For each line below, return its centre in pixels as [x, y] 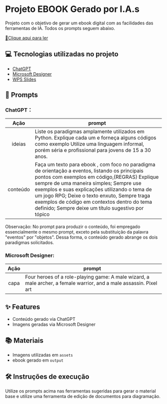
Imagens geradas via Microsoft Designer [54, 324]
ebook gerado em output [38, 360]
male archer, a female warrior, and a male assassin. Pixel [91, 283]
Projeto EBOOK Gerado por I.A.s [72, 9]
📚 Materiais [24, 340]
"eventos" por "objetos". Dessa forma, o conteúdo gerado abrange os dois [82, 237]
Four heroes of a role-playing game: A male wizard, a [87, 276]
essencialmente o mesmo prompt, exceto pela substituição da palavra [77, 232]
